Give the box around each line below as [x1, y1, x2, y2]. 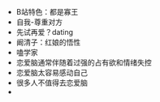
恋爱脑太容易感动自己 [15, 68, 88, 77]
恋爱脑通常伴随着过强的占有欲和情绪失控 [15, 57, 152, 67]
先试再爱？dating [15, 28, 74, 36]
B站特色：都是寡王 [15, 7, 79, 16]
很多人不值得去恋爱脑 [15, 78, 88, 87]
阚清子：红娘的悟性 [15, 37, 81, 47]
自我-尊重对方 [15, 17, 63, 27]
